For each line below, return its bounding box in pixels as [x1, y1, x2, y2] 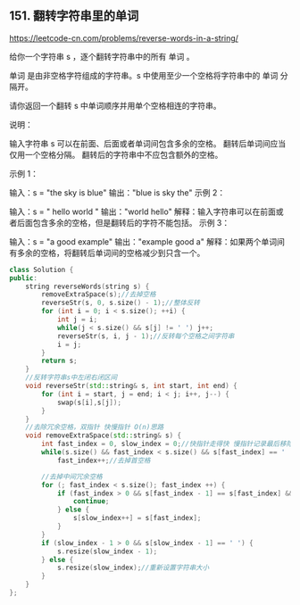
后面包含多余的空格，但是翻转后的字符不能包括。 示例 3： [16, 217, 230, 228]
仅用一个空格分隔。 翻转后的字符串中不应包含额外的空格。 [9, 149, 223, 160]
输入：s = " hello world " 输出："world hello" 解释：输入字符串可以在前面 [9, 206, 277, 217]
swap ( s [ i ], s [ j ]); [56, 398, 122, 407]
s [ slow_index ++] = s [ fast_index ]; [72, 514, 202, 523]
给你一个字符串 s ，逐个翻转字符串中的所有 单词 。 [9, 51, 195, 62]
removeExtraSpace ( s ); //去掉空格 [41, 290, 156, 299]
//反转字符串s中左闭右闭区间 [25, 373, 118, 382]
